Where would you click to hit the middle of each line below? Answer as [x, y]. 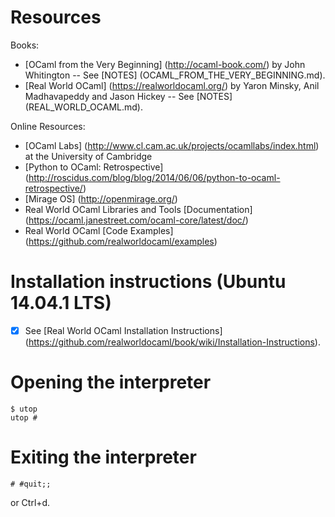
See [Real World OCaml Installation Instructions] [123, 330]
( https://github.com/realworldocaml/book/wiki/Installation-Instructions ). [172, 342]
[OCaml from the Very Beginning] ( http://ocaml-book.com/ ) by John [165, 64]
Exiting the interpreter [103, 457]
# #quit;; [31, 484]
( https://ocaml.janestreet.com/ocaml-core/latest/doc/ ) [136, 220]
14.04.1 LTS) [61, 303]
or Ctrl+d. [30, 502]
